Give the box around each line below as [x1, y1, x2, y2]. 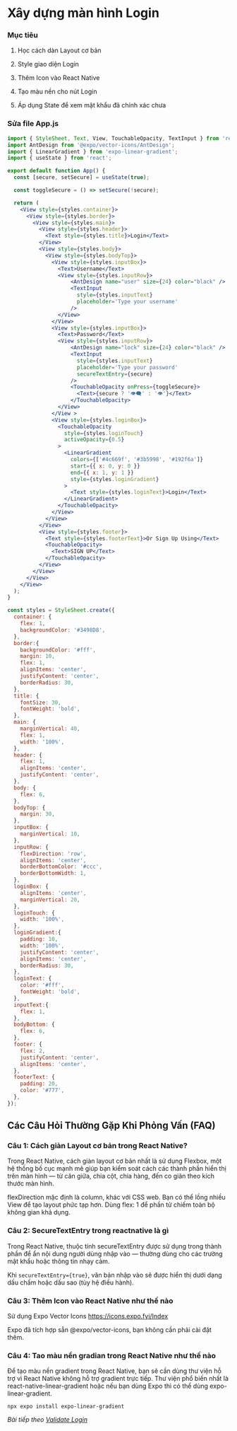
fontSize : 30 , [20, 699, 61, 706]
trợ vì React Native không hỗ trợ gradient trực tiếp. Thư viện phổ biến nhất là [7, 1374, 229, 1383]
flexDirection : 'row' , [20, 850, 87, 857]
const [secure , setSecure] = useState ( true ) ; [13, 174, 150, 181]
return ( [13, 199, 39, 207]
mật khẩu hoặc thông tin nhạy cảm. [7, 1257, 110, 1265]
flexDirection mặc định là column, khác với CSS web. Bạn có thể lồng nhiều [7, 1193, 226, 1202]
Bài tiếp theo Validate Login [7, 1415, 88, 1424]
